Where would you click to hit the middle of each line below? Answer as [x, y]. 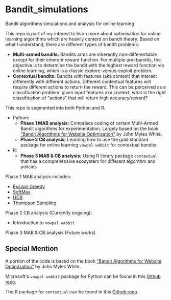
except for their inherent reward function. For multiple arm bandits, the [87, 59]
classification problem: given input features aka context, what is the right [89, 92]
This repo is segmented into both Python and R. [55, 108]
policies [29, 166]
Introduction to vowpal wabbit [44, 222]
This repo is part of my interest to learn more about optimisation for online [83, 33]
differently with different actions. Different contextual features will [82, 81]
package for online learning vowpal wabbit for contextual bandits [88, 145]
